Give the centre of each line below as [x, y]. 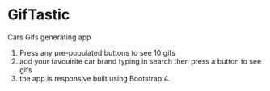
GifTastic [39, 15]
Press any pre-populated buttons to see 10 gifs [97, 52]
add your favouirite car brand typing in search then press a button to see [140, 61]
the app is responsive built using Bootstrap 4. [95, 78]
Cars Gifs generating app [49, 37]
